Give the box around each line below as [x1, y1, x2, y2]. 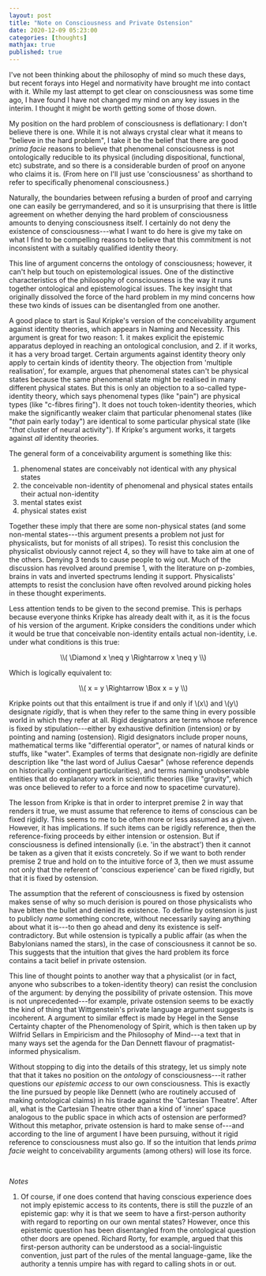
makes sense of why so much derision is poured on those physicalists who [9, 898, 253, 906]
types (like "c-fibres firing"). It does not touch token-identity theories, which [9, 400, 257, 409]
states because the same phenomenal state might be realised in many [9, 375, 237, 384]
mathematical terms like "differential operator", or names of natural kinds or [9, 740, 255, 750]
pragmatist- [197, 1038, 235, 1048]
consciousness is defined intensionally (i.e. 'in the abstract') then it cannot [9, 840, 251, 849]
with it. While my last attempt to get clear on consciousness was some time [9, 87, 254, 96]
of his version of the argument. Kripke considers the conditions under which [9, 621, 257, 630]
